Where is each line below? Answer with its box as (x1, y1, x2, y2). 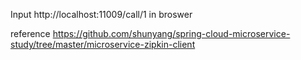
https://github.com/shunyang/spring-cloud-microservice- (52, 28, 291, 39)
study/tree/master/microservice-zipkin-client (10, 39, 196, 50)
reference (10, 28, 51, 39)
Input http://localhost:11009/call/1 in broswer (10, 9, 193, 20)
